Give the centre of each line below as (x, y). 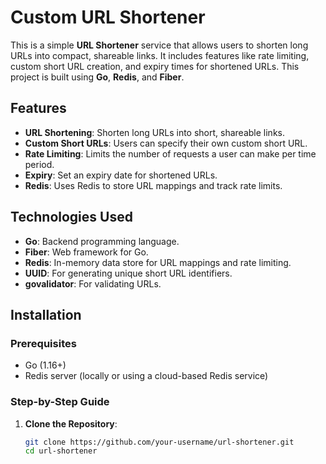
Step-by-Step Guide (60, 402)
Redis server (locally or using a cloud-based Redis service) (146, 376)
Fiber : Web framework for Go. (86, 252)
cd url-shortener (61, 451)
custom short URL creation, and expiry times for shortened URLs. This (155, 66)
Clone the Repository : (71, 423)
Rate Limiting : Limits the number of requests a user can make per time (170, 153)
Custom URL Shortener (108, 17)
